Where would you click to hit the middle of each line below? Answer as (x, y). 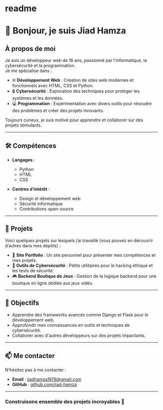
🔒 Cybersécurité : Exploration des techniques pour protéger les (76, 91)
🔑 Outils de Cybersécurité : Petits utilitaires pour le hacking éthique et (82, 265)
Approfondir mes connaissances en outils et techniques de (71, 325)
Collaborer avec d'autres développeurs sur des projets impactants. (79, 335)
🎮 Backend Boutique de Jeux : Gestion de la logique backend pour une (84, 276)
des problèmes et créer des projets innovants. (58, 111)
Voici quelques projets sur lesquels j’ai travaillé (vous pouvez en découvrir (79, 240)
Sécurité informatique (41, 204)
